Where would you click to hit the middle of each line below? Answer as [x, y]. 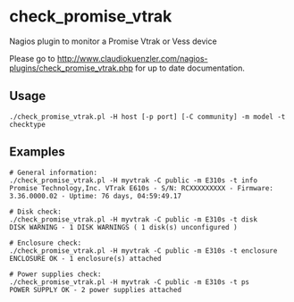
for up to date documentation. [190, 68]
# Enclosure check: [46, 243]
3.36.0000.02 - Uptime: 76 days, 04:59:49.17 [95, 196]
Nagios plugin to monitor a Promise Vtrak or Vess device [113, 41]
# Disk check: [36, 212]
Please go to [32, 58]
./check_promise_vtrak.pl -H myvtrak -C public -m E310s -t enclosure [143, 251]
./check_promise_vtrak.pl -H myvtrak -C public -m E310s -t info [133, 180]
